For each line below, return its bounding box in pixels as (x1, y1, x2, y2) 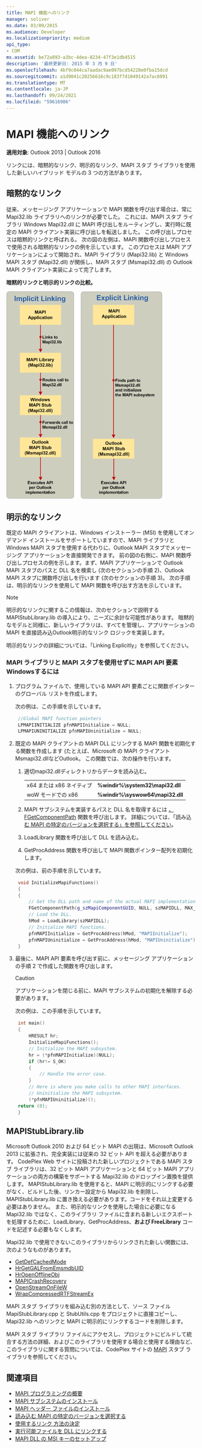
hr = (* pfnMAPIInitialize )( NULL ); (28, 1052, 115, 1058)
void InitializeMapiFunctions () (17, 879, 99, 885)
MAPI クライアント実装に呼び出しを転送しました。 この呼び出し (17, 228, 177, 235)
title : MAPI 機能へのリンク (6, 10, 70, 16)
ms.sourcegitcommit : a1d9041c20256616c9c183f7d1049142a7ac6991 (6, 73, 168, 80)
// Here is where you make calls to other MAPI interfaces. (28, 1084, 182, 1090)
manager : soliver (6, 16, 50, 22)
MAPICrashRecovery (14, 1277, 67, 1285)
